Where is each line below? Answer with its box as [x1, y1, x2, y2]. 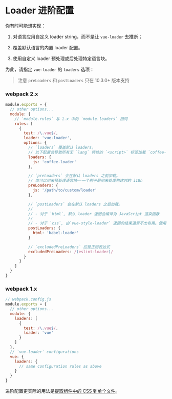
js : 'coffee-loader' [32, 159, 77, 164]
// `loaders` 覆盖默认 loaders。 [28, 145, 96, 150]
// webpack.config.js [5, 297, 52, 302]
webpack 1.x [5, 285, 37, 292]
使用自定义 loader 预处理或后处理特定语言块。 [12, 55, 110, 62]
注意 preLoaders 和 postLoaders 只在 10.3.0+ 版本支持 [17, 77, 130, 83]
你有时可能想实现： [5, 23, 46, 29]
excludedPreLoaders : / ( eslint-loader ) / [28, 249, 114, 254]
